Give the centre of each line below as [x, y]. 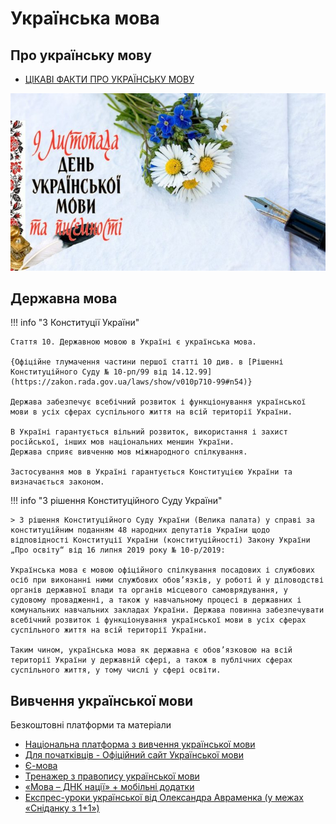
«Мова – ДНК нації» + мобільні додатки [109, 787]
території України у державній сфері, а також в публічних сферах [151, 660]
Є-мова [41, 766]
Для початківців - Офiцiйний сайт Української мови [134, 755]
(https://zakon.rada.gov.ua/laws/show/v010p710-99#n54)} [131, 382]
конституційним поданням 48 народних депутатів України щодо [140, 530]
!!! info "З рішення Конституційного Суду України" [116, 501]
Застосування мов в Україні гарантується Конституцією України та [151, 472]
